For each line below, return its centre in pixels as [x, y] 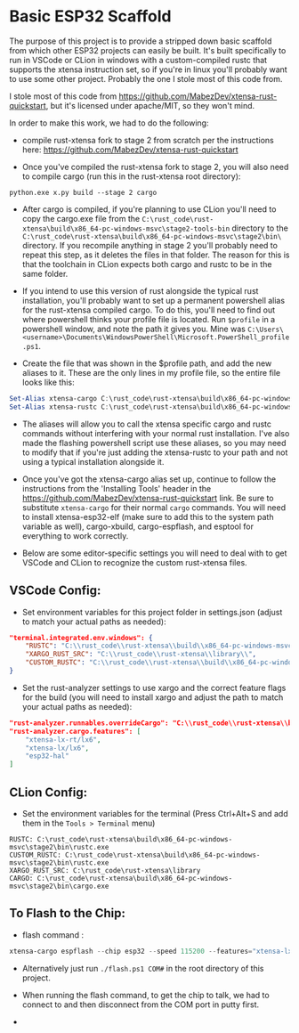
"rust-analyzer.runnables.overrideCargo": [89, 723]
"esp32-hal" [47, 756]
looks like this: [48, 382]
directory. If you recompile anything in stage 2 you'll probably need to [150, 245]
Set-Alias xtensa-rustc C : [59, 407]
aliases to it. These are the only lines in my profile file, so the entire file [151, 372]
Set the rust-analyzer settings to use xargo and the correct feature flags [154, 687]
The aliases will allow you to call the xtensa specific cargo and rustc [146, 424]
